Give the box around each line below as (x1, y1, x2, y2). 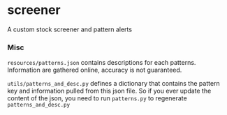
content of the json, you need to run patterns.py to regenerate (7, 94, 187, 102)
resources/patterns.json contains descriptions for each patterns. (7, 59, 196, 67)
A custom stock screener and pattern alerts (7, 25, 133, 33)
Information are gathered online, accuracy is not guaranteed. (7, 66, 182, 75)
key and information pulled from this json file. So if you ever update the (7, 86, 212, 95)
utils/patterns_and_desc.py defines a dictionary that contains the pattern (7, 79, 220, 88)
